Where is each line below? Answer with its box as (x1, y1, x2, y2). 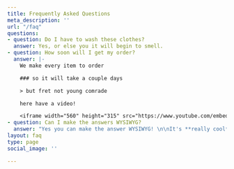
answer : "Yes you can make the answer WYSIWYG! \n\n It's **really (13, 126, 210, 133)
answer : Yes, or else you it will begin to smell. (13, 43, 164, 50)
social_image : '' (7, 145, 58, 152)
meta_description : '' (7, 17, 70, 24)
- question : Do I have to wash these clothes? (7, 36, 145, 43)
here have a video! (19, 100, 77, 107)
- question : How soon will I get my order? (7, 50, 136, 57)
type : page (7, 138, 39, 145)
